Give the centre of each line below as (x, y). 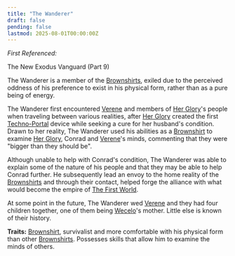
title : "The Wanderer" (40, 14)
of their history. (29, 218)
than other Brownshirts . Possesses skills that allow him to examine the (109, 239)
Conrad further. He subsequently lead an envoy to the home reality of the (113, 175)
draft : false (26, 20)
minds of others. (31, 247)
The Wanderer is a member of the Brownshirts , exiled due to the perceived (115, 81)
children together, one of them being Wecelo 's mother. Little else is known (115, 210)
